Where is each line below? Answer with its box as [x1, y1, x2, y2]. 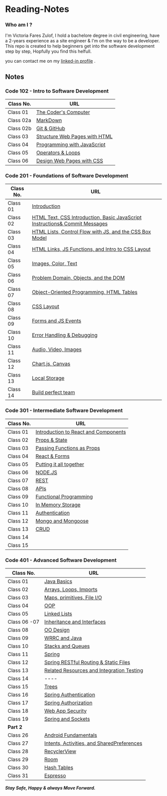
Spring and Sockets [44, 716, 90, 723]
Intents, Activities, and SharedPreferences [44, 740, 143, 747]
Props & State [35, 436, 68, 443]
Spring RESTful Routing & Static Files [44, 659, 131, 666]
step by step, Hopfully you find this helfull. [5, 48, 92, 54]
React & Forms [35, 452, 70, 459]
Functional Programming [35, 493, 93, 500]
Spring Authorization [44, 699, 93, 706]
